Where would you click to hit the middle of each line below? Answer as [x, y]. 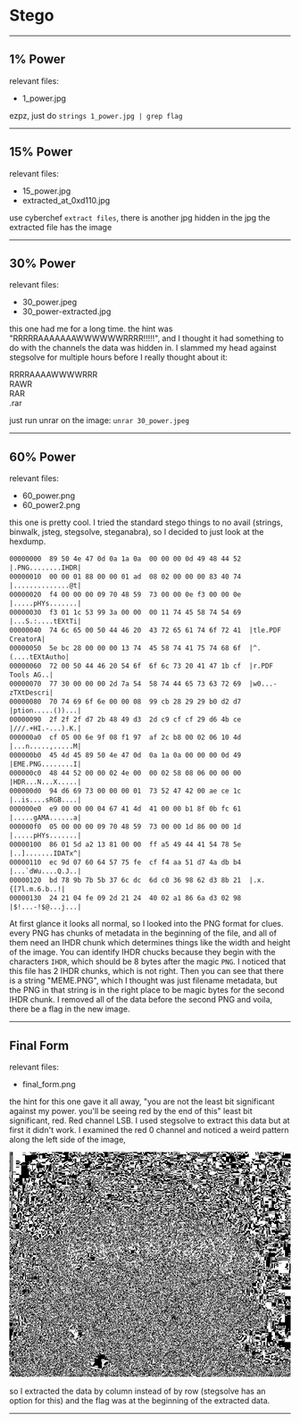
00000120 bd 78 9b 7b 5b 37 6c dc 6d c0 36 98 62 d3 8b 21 [125, 880]
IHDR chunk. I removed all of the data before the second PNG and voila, [141, 1000]
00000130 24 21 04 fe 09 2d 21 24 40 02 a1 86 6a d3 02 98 [125, 898]
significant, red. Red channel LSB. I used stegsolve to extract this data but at [150, 1120]
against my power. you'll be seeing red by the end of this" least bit [131, 1111]
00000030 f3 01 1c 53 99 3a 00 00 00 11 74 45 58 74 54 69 [125, 612]
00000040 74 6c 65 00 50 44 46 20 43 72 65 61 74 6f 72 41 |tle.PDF [145, 630]
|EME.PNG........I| [46, 764]
